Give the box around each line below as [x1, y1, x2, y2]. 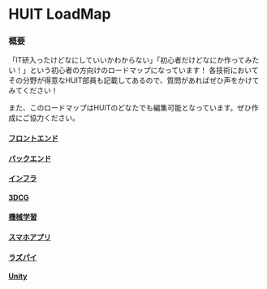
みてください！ [8, 86, 58, 96]
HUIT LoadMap [8, 5, 111, 24]
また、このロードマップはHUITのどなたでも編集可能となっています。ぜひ [8, 103, 252, 113]
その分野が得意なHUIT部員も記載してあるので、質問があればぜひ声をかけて [8, 75, 260, 85]
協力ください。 [29, 113, 80, 123]
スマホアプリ [8, 232, 51, 242]
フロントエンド [8, 133, 58, 143]
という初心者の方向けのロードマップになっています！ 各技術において [29, 66, 259, 75]
